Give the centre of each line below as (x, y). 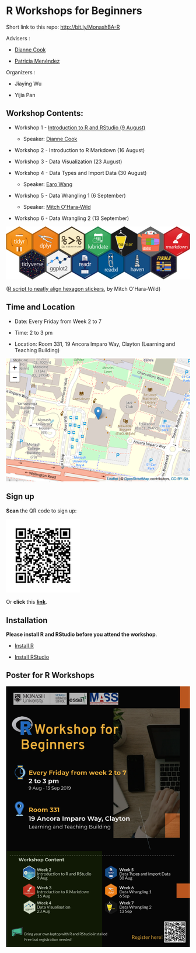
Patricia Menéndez (37, 61)
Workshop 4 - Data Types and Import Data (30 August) (80, 173)
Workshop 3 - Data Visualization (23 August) (68, 161)
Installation (27, 620)
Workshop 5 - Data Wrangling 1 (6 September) (70, 195)
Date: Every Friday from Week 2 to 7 (58, 321)
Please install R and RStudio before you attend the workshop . (82, 634)
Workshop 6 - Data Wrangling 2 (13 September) (72, 218)
